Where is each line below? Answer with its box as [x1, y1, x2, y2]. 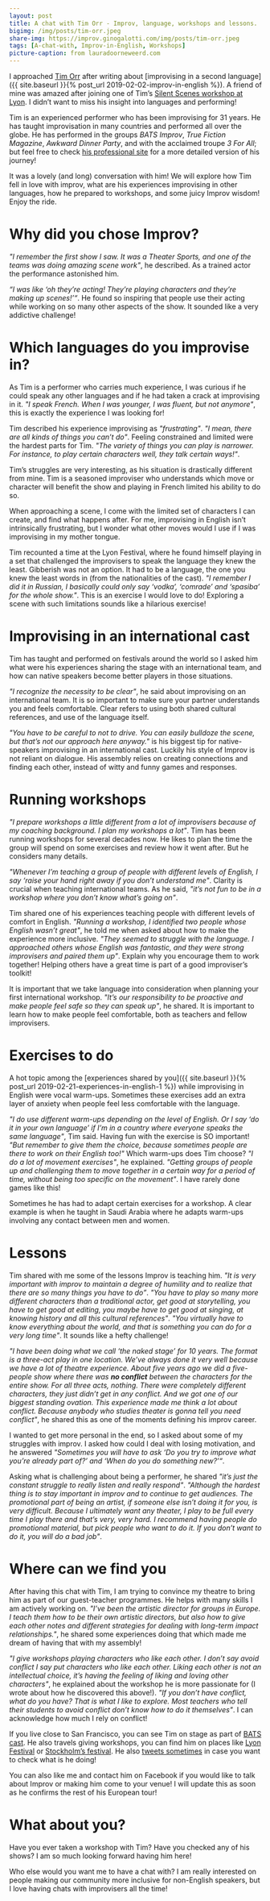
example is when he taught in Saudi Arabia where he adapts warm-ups [9, 1207, 244, 1217]
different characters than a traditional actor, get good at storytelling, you [9, 1296, 251, 1306]
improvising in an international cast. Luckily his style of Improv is [41, 745, 256, 755]
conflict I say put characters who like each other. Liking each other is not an [9, 1662, 262, 1671]
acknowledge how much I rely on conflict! [9, 1713, 148, 1723]
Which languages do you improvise [9, 339, 250, 357]
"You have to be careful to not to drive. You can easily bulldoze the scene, [9, 727, 256, 738]
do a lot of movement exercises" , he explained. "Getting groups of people [9, 1157, 253, 1167]
